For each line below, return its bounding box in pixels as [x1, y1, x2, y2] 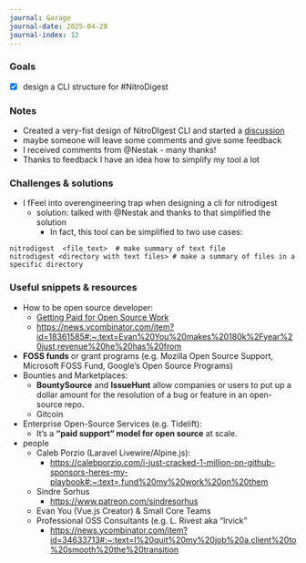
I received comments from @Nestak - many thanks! [22, 145, 217, 156]
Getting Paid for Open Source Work [36, 312, 169, 322]
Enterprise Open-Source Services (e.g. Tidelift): [22, 418, 202, 429]
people [22, 437, 50, 448]
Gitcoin [36, 408, 64, 419]
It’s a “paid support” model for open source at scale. [36, 427, 238, 438]
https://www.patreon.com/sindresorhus [49, 496, 199, 507]
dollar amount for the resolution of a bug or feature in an [36, 389, 248, 400]
